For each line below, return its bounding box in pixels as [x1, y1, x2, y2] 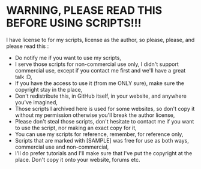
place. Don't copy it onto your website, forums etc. [14, 156, 140, 163]
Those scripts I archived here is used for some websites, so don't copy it [14, 105, 195, 112]
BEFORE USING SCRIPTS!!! [6, 16, 142, 30]
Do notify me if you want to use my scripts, [14, 54, 122, 61]
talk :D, [14, 73, 32, 80]
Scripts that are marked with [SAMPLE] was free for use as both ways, [14, 137, 189, 144]
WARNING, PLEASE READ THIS [6, 4, 163, 17]
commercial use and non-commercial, [14, 143, 109, 150]
